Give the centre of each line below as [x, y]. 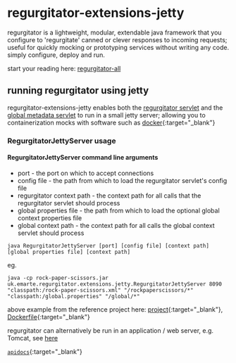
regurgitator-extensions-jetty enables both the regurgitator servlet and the [115, 108]
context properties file [50, 218]
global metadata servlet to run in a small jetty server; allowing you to [106, 115]
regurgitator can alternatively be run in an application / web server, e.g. [110, 330]
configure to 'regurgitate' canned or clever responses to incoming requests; [117, 39]
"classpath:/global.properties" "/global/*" [74, 296]
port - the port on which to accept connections [86, 173]
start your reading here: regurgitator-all [64, 68]
